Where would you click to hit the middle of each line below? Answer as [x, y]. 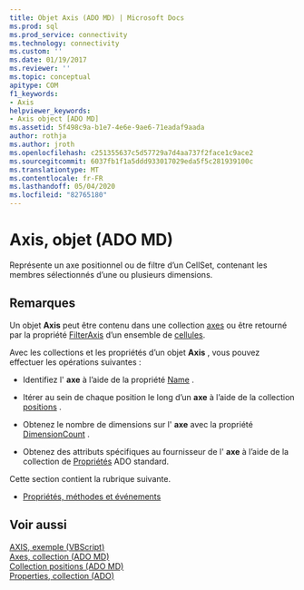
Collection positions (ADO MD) [67, 566]
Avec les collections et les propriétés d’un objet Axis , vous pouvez [135, 352]
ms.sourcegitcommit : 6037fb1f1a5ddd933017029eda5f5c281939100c [132, 161]
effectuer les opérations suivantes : [76, 362]
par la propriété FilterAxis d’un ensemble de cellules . [108, 334]
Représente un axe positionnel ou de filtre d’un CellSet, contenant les [138, 265]
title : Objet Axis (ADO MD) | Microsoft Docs [97, 18]
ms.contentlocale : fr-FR [56, 178]
